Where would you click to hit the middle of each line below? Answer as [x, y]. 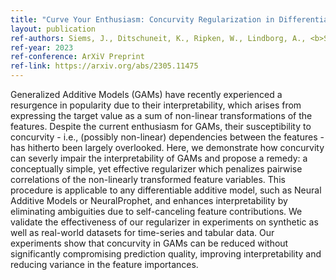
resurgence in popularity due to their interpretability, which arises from [156, 105]
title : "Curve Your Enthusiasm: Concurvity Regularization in [142, 19]
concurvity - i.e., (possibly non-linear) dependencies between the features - [167, 137]
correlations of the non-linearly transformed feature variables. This [148, 179]
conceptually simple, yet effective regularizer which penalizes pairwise [156, 169]
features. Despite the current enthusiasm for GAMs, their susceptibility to [161, 126]
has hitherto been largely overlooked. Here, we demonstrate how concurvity [167, 147]
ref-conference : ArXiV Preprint [77, 57]
